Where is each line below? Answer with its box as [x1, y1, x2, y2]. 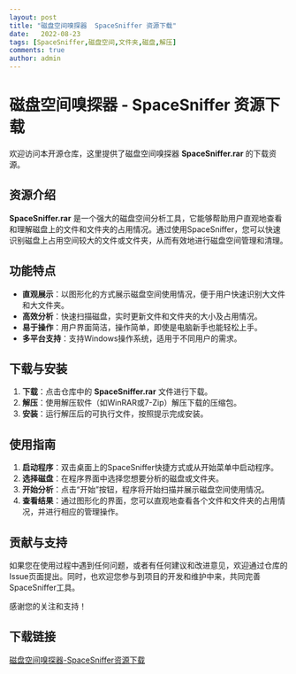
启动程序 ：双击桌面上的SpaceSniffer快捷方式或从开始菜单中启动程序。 [21, 462, 278, 473]
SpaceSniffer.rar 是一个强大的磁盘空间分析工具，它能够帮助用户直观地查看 [9, 213, 283, 223]
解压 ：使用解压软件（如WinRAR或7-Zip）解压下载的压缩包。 [21, 398, 242, 408]
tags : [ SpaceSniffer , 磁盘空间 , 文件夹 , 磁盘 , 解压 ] [9, 37, 177, 47]
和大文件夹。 [21, 299, 69, 310]
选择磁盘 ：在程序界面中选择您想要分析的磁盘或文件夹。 [21, 473, 224, 484]
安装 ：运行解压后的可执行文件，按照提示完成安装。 [21, 408, 209, 419]
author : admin [9, 54, 62, 63]
